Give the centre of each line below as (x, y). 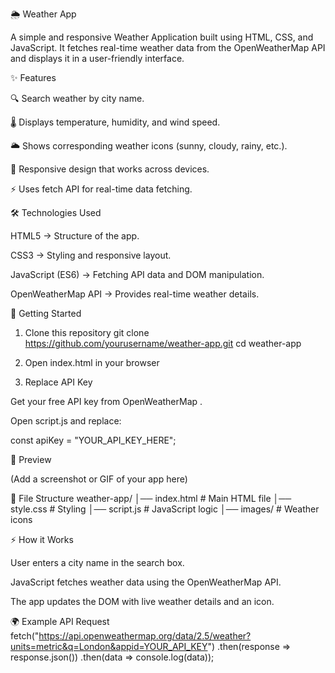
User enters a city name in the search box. (97, 562)
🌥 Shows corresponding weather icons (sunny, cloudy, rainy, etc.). (149, 146)
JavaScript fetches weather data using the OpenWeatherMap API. (146, 582)
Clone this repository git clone (87, 332)
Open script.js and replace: (66, 421)
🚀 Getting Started (46, 313)
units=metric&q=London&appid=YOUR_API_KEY (109, 646)
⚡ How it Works (42, 539)
